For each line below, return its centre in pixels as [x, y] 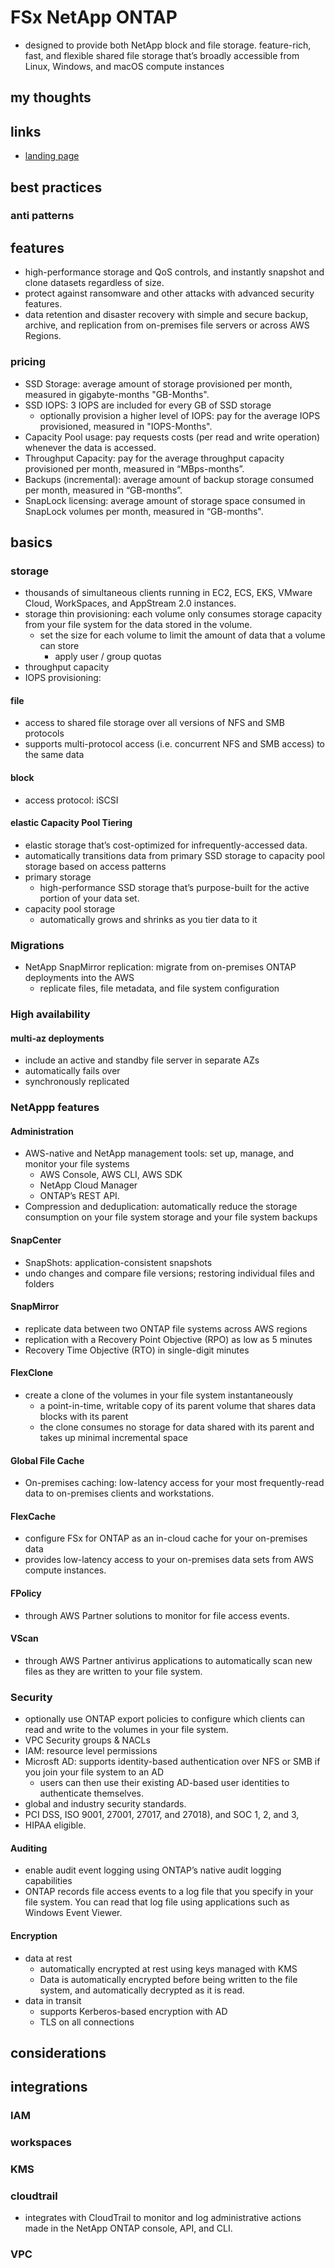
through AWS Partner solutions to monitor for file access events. [157, 1615]
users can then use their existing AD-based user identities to [164, 1783]
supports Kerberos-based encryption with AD [133, 2011]
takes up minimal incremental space [114, 1438]
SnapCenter [36, 1240]
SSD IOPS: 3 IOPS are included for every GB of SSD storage [148, 405]
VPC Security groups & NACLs [87, 1740]
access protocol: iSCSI [71, 800]
